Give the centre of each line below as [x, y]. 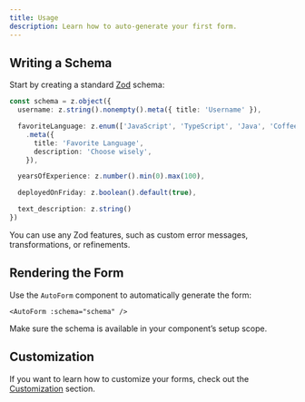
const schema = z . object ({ [60, 102]
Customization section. [52, 388]
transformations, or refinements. [70, 244]
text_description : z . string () [74, 210]
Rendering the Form [67, 273]
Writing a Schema [61, 63]
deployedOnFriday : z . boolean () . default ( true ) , [107, 193]
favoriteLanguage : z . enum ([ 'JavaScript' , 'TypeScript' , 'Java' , [142, 127]
